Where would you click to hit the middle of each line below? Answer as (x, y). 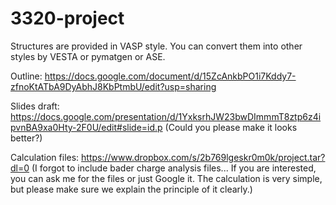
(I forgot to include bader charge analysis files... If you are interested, (174, 168)
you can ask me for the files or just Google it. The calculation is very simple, (166, 178)
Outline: (26, 76)
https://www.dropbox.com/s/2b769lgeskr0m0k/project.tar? (203, 157)
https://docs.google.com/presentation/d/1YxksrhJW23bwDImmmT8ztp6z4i (166, 116)
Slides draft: (35, 106)
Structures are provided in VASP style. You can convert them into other (156, 46)
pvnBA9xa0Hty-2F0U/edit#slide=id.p (86, 127)
